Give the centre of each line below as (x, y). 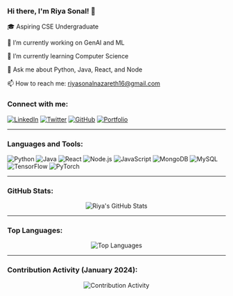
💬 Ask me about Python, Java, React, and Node (75, 69)
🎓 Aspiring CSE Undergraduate (53, 26)
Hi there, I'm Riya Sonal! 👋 (51, 11)
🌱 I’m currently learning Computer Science (68, 56)
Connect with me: (38, 104)
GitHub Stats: (31, 190)
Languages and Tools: (45, 144)
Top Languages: (35, 231)
